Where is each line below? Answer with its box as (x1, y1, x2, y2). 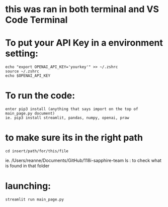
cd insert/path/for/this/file (5, 149, 69, 154)
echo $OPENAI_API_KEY (5, 73, 51, 78)
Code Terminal (5, 14, 68, 26)
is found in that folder (5, 163, 50, 169)
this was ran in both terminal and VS (5, 4, 159, 15)
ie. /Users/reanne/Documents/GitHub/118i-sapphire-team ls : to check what (5, 157, 162, 163)
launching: (5, 180, 51, 192)
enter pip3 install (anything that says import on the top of (5, 107, 138, 112)
